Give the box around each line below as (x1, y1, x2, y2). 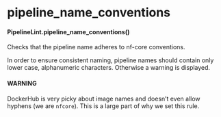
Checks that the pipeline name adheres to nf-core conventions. (7, 43, 185, 51)
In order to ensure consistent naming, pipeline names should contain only (7, 56, 214, 64)
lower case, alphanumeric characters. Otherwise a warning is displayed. (7, 64, 211, 72)
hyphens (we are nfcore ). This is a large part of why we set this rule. (7, 101, 200, 110)
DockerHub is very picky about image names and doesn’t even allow (7, 94, 200, 103)
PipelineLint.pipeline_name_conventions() (7, 27, 130, 36)
